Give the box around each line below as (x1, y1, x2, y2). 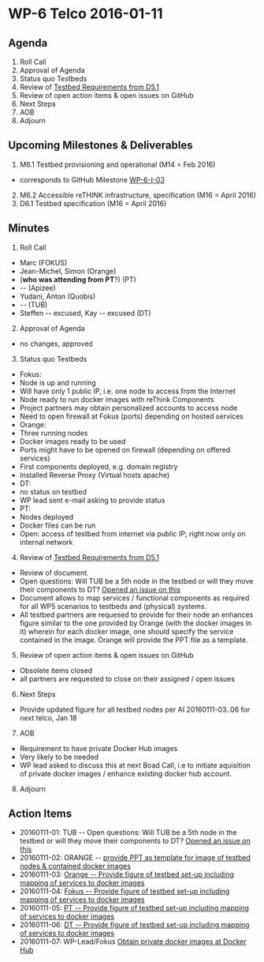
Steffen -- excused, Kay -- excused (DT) (19, 308, 151, 318)
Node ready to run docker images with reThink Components (19, 394, 214, 404)
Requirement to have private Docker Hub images (19, 743, 178, 753)
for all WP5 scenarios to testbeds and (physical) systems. (19, 601, 207, 611)
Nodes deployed (19, 512, 73, 521)
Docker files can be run (19, 520, 96, 530)
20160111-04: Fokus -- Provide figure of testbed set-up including (19, 886, 230, 896)
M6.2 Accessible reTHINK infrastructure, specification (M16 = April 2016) (19, 190, 257, 200)
